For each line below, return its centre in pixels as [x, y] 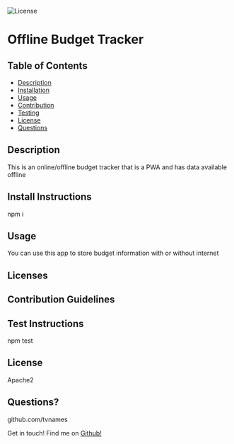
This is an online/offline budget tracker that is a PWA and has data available [117, 167]
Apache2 [21, 380]
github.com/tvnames [38, 419]
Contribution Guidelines [61, 300]
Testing [29, 113]
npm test [20, 341]
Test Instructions [46, 323]
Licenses [28, 275]
